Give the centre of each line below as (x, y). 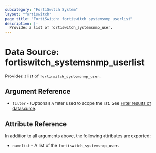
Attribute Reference (36, 124)
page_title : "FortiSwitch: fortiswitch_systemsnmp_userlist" (69, 19)
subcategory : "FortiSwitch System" (41, 10)
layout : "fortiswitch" (28, 14)
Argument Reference (38, 91)
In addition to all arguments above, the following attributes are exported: (78, 136)
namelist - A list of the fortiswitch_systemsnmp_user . (65, 145)
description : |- (22, 23)
